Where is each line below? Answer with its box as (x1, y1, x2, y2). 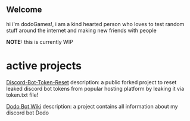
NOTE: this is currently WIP (6, 38, 73, 45)
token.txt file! (6, 91, 39, 98)
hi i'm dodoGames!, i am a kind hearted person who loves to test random (6, 20, 185, 27)
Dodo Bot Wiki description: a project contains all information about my (6, 103, 178, 110)
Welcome (6, 5, 42, 15)
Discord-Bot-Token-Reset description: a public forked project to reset (6, 78, 177, 85)
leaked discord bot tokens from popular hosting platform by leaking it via (6, 85, 185, 92)
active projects (6, 59, 82, 72)
